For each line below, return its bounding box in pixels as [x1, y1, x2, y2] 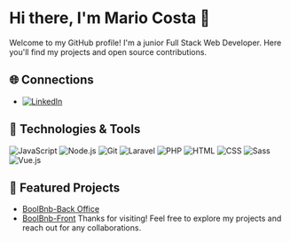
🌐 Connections [9, 73, 95, 88]
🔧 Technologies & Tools [9, 121, 141, 137]
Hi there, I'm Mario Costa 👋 [9, 8, 211, 28]
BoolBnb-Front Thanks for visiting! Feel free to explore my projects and [21, 213, 282, 224]
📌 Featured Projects [9, 180, 121, 195]
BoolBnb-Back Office [21, 204, 100, 215]
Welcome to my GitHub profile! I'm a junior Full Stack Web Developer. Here [9, 37, 282, 48]
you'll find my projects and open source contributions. [9, 46, 207, 57]
